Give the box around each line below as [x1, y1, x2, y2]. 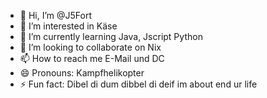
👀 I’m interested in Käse [19, 20, 118, 32]
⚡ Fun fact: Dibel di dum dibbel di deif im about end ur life [19, 78, 258, 90]
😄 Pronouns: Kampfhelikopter [19, 67, 145, 79]
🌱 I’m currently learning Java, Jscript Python [19, 31, 203, 42]
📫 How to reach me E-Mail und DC [19, 53, 165, 64]
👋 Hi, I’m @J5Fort [19, 10, 92, 21]
